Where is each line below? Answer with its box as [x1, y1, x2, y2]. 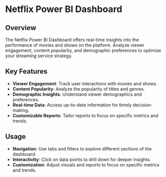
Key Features [5, 67, 48, 76]
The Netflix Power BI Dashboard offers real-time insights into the [5, 37, 139, 43]
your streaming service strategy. [5, 53, 73, 59]
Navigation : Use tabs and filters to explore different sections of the [12, 145, 152, 151]
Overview [5, 24, 37, 32]
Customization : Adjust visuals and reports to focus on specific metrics [12, 161, 159, 167]
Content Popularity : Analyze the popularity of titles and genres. [12, 86, 145, 92]
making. [12, 107, 29, 113]
